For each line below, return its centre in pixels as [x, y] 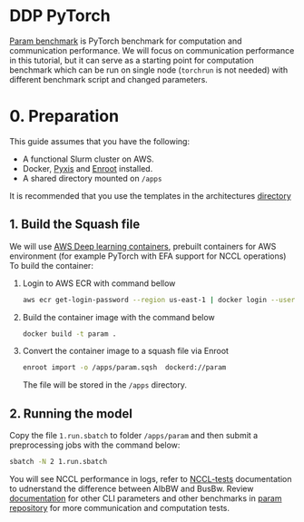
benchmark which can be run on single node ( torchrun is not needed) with [149, 70]
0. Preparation [64, 117]
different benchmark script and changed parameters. [109, 79]
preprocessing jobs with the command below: [95, 445]
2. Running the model [71, 414]
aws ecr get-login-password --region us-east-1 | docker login [145, 300]
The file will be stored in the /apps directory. [105, 385]
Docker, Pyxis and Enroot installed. [88, 168]
